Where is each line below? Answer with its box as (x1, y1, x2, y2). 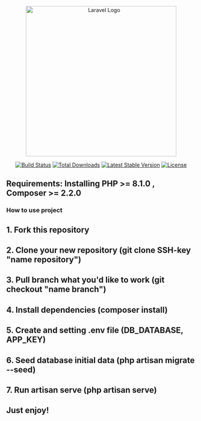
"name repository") (6, 254, 82, 265)
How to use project (6, 206, 63, 215)
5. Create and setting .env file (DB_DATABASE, (6, 325, 184, 336)
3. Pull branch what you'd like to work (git (6, 275, 165, 285)
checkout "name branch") (6, 284, 107, 295)
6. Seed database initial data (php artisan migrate (6, 355, 195, 365)
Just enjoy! (6, 405, 49, 416)
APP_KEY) (6, 334, 46, 345)
